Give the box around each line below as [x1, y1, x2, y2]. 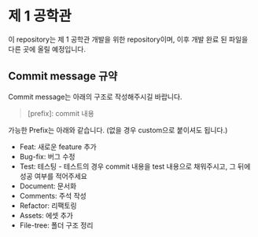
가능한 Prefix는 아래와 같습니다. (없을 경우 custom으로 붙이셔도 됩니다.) [8, 125, 228, 134]
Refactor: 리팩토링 [19, 201, 77, 210]
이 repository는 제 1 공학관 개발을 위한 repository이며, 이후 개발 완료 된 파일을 [8, 35, 249, 44]
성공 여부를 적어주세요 [19, 171, 88, 180]
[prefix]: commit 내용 [27, 108, 94, 118]
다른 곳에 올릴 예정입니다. [8, 44, 87, 53]
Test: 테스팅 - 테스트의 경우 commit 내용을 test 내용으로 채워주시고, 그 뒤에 [19, 162, 251, 171]
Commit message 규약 [8, 70, 118, 83]
